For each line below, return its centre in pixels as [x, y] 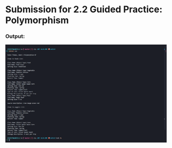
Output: [15, 36]
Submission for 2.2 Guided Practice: [84, 9]
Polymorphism [37, 20]
